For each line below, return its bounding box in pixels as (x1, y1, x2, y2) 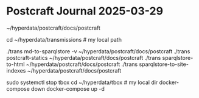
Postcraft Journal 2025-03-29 (6, 4, 163, 18)
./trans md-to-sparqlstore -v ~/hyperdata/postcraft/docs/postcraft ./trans (6, 47, 190, 55)
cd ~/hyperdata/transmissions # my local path (6, 36, 122, 43)
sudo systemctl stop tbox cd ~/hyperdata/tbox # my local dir (6, 79, 158, 86)
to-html (6, 60, 25, 68)
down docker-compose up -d (31, 85, 105, 92)
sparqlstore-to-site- (139, 60, 189, 68)
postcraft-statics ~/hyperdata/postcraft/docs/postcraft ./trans (6, 54, 161, 61)
